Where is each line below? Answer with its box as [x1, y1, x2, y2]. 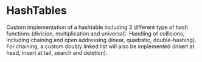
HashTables [6, 4, 67, 17]
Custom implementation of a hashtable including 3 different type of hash [6, 23, 189, 31]
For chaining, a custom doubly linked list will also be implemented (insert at [6, 43, 195, 50]
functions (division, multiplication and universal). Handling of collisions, [6, 29, 185, 37]
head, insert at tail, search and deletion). [6, 49, 108, 56]
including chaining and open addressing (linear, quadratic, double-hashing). [6, 36, 197, 43]
